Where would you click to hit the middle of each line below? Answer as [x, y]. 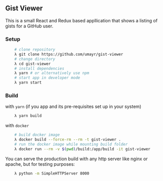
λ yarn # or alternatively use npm [52, 73]
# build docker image [37, 135]
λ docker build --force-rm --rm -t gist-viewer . [68, 140]
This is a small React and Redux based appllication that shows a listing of [81, 20]
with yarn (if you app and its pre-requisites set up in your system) [73, 106]
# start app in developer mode [47, 78]
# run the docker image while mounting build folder [71, 144]
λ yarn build [28, 116]
